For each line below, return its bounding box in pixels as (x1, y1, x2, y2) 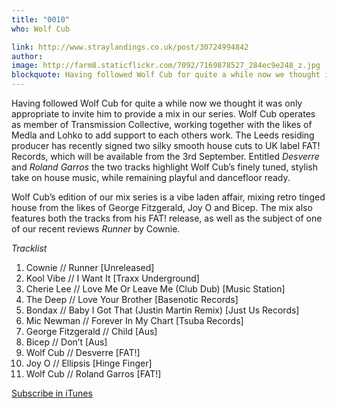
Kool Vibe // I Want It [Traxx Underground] (25, 272, 200, 284)
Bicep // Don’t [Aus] (25, 336, 108, 348)
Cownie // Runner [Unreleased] (25, 262, 155, 273)
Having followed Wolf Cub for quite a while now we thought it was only (11, 97, 303, 109)
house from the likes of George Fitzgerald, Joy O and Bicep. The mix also (11, 202, 313, 213)
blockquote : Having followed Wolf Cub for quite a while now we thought (11, 70, 321, 80)
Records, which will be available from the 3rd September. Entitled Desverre (11, 151, 320, 162)
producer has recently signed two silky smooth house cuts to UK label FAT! (11, 140, 321, 151)
